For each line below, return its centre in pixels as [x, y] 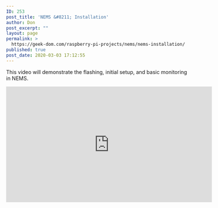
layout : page [22, 33]
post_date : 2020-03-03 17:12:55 [46, 55]
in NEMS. [17, 78]
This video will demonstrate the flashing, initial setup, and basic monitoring [97, 72]
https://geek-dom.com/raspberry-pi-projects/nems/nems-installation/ [98, 45]
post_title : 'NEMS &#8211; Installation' [58, 17]
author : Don [21, 22]
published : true [26, 50]
